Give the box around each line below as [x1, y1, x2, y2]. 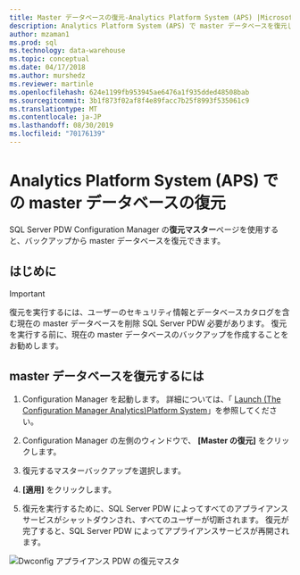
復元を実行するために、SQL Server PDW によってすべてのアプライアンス [21, 504, 288, 514]
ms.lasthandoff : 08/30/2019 [9, 121, 114, 130]
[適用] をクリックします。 [21, 484, 116, 496]
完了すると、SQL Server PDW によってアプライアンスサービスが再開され [21, 526, 290, 537]
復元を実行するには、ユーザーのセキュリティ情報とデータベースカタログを [9, 306, 283, 317]
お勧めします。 [9, 340, 64, 351]
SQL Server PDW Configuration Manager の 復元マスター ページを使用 [9, 224, 263, 235]
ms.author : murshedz [9, 71, 87, 80]
